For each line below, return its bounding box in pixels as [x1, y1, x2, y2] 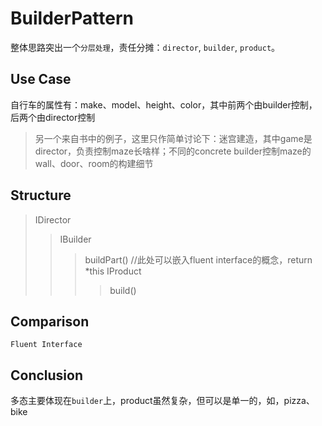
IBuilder [59, 233, 92, 245]
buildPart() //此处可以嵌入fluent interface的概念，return [84, 253, 313, 266]
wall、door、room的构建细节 [34, 157, 154, 169]
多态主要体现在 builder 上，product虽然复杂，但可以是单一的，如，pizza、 [10, 395, 315, 407]
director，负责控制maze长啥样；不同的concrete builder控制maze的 [34, 145, 312, 157]
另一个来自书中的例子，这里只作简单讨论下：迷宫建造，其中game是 [34, 132, 313, 144]
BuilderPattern [10, 7, 134, 30]
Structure [10, 187, 72, 204]
